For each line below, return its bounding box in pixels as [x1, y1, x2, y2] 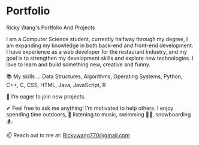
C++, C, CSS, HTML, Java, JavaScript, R [6, 81, 106, 88]
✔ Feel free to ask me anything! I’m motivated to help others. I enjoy [6, 104, 174, 112]
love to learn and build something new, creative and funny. [6, 61, 151, 68]
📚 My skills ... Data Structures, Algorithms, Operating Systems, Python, [6, 73, 183, 80]
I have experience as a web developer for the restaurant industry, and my [6, 48, 188, 55]
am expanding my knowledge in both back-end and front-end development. [6, 42, 194, 49]
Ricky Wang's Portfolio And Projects [6, 24, 95, 31]
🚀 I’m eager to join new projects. [6, 92, 86, 100]
